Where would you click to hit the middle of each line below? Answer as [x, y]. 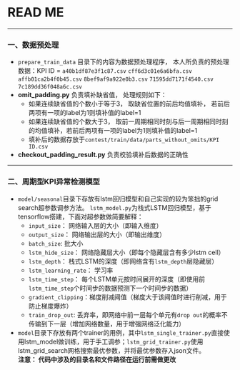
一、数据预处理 [33, 45]
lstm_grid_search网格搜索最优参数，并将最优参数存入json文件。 [111, 350]
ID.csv [38, 147]
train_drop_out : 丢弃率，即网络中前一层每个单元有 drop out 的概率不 [128, 314]
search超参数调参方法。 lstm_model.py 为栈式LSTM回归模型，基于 [115, 207]
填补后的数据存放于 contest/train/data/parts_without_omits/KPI [124, 139]
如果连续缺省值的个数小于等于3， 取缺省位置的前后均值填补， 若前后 [129, 104]
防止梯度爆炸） [50, 306]
